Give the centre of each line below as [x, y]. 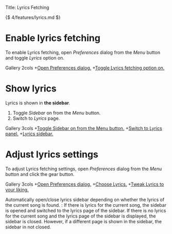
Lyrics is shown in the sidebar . [38, 103]
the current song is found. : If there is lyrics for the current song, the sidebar [86, 205]
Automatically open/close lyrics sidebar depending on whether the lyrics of [85, 200]
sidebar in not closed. [28, 227]
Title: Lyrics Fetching [27, 7]
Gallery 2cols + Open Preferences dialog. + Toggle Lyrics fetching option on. [85, 68]
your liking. [17, 189]
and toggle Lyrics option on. [35, 58]
